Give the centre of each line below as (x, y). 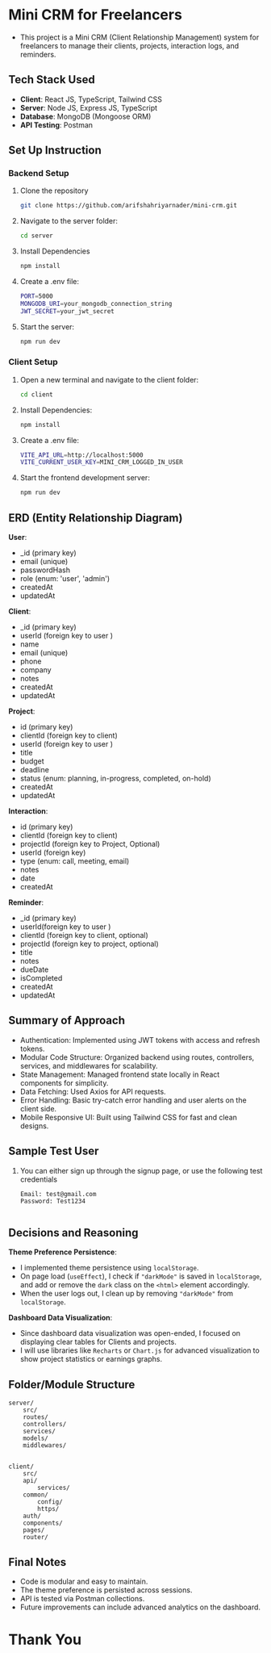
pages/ (34, 1530)
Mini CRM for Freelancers (96, 15)
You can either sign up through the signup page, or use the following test (141, 1170)
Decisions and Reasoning (73, 1233)
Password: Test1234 (53, 1201)
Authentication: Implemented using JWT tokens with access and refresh (140, 1040)
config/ (50, 1502)
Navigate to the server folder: (69, 221)
